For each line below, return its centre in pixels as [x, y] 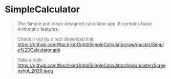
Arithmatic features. [38, 29]
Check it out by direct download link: [56, 39]
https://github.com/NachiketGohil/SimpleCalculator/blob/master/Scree [91, 65]
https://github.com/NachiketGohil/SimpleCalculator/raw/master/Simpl [91, 44]
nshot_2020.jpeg [35, 71]
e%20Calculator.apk [39, 50]
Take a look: [30, 60]
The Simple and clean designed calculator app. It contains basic [85, 24]
